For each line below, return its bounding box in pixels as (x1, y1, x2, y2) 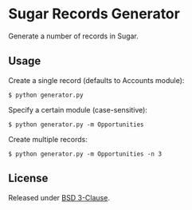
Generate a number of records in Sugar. (8, 31, 139, 41)
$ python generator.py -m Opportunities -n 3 (8, 149, 162, 158)
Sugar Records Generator (8, 5, 181, 23)
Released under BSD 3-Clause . (8, 192, 110, 202)
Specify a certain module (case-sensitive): (8, 105, 147, 114)
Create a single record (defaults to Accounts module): (8, 75, 185, 85)
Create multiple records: (8, 134, 88, 144)
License (8, 172, 49, 185)
